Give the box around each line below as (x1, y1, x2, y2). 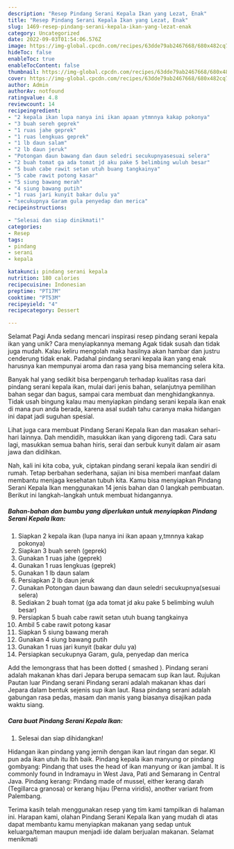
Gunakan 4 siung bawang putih (17, 635, 108, 644)
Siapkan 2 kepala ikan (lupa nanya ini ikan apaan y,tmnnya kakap (17, 532, 204, 540)
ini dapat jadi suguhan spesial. (8, 412, 94, 421)
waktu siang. (8, 701, 44, 709)
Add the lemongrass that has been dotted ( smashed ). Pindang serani (8, 664, 209, 672)
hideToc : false (8, 49, 52, 56)
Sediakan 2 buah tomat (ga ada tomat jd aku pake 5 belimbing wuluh (17, 598, 215, 607)
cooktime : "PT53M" (8, 294, 61, 301)
